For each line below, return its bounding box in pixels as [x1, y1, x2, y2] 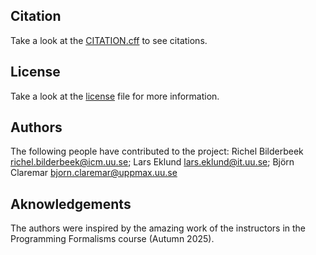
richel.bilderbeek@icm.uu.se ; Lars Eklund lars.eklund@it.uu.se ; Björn [10, 156, 295, 168]
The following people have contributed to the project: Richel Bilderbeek [10, 145, 304, 158]
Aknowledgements [10, 195, 132, 213]
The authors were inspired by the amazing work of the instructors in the [10, 222, 307, 234]
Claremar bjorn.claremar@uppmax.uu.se [10, 167, 178, 179]
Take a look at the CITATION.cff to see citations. [10, 34, 208, 46]
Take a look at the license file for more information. [10, 90, 220, 102]
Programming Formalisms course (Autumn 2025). [10, 233, 215, 245]
